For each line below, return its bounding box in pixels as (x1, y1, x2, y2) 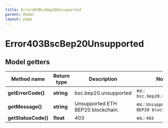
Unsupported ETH (74, 100, 117, 107)
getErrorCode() (7, 90, 45, 97)
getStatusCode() (7, 115, 48, 122)
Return (53, 73, 70, 80)
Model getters (5, 58, 50, 66)
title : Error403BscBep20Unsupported (5, 7, 81, 12)
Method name (10, 76, 45, 83)
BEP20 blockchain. (74, 107, 119, 114)
